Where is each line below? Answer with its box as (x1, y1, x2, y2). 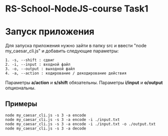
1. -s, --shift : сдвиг (5, 58, 55, 63)
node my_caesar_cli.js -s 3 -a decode (5, 126, 86, 131)
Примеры (5, 99, 38, 108)
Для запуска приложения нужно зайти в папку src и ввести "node (5, 43, 147, 49)
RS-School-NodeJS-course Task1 (5, 3, 149, 15)
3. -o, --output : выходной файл (5, 66, 75, 72)
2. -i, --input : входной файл (5, 62, 71, 67)
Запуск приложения (5, 26, 94, 38)
